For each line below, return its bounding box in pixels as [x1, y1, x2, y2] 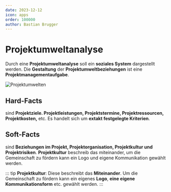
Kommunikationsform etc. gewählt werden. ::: [5, 181, 103, 187]
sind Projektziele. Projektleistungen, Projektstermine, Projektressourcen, [5, 110, 164, 116]
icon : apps [5, 12, 29, 17]
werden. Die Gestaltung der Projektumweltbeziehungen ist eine [5, 66, 142, 72]
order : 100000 [5, 17, 36, 22]
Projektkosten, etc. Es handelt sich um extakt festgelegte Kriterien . [5, 116, 150, 121]
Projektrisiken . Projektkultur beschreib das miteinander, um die [5, 149, 141, 155]
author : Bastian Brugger [5, 22, 58, 27]
